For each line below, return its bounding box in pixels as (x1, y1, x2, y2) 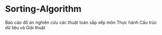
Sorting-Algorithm (5, 3, 82, 15)
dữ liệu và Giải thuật (5, 24, 46, 30)
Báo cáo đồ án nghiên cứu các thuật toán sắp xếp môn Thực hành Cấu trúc (5, 19, 157, 25)
